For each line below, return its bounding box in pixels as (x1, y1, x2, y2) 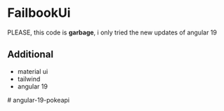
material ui (17, 67, 48, 75)
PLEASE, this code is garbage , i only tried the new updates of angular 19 (7, 28, 218, 37)
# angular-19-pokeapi (7, 96, 70, 104)
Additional (7, 48, 54, 60)
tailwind (17, 74, 41, 83)
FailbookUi (7, 5, 71, 21)
